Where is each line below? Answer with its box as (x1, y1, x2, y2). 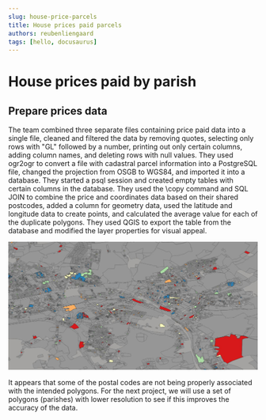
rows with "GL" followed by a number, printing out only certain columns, (8, 142, 243, 152)
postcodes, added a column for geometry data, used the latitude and (8, 201, 233, 210)
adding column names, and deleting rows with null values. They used (8, 150, 234, 160)
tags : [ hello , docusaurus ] (8, 38, 97, 46)
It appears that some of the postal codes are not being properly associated (8, 377, 253, 387)
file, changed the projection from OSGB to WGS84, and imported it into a (8, 167, 245, 177)
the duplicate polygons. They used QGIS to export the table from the (8, 218, 232, 227)
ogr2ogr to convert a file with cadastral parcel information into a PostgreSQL (8, 159, 258, 168)
